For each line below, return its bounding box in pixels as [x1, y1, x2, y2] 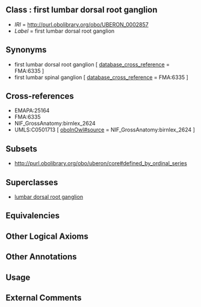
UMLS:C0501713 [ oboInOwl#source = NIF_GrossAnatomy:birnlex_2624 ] [14, 126, 195, 133]
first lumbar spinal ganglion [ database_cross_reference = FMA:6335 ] [14, 74, 189, 81]
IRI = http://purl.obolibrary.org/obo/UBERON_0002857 [14, 21, 149, 28]
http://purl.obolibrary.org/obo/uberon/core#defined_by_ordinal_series [14, 160, 187, 167]
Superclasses [5, 177, 58, 188]
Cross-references [5, 91, 75, 101]
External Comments [5, 293, 82, 303]
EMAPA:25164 [14, 107, 50, 114]
